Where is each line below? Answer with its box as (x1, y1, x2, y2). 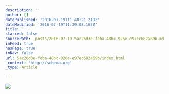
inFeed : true (5, 41, 33, 46)
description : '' (5, 7, 40, 13)
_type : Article (5, 65, 38, 70)
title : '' (5, 27, 27, 32)
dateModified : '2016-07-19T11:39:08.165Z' (5, 22, 98, 27)
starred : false (5, 31, 38, 36)
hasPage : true (5, 46, 36, 51)
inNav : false (5, 50, 33, 55)
